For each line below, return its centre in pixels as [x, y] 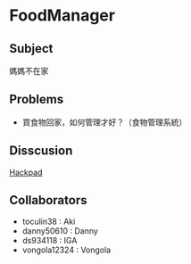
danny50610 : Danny [60, 231]
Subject [31, 49]
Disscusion [41, 151]
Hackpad [26, 172]
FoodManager [62, 16]
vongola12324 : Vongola [66, 250]
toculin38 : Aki [49, 222]
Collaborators [48, 200]
